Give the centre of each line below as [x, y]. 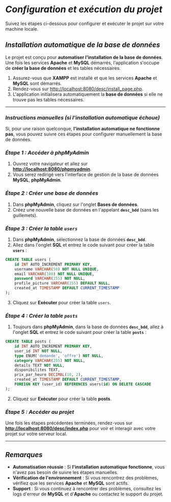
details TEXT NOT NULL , [40, 365]
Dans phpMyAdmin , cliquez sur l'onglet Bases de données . [76, 204]
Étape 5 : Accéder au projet [40, 412]
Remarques [24, 455]
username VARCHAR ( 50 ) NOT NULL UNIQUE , [57, 269]
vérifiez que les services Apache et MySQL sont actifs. [70, 483]
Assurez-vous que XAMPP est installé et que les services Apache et [85, 78]
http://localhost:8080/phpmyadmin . [52, 169]
